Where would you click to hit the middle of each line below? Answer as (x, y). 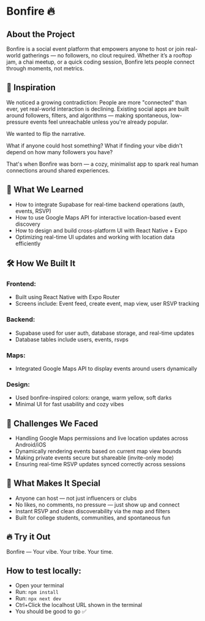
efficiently (28, 244)
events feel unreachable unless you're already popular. (99, 122)
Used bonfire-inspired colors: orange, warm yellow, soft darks (93, 398)
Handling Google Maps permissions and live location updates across (102, 438)
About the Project (41, 34)
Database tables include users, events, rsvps (72, 339)
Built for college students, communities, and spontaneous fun (93, 518)
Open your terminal (39, 586)
